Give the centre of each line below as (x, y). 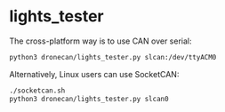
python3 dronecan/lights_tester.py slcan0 (89, 99)
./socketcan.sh (37, 91)
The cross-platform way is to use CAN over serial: (100, 41)
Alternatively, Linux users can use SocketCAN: (94, 74)
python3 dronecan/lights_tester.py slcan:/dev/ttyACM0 (113, 57)
